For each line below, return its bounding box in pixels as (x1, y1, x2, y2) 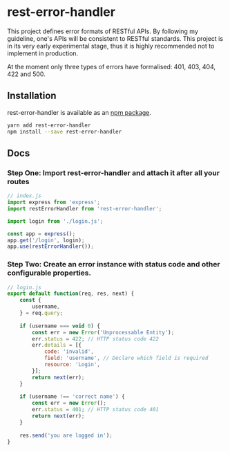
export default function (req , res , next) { (7, 290, 135, 298)
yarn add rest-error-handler (7, 122, 91, 129)
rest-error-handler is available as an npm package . (7, 108, 152, 116)
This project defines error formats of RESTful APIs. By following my (7, 27, 199, 35)
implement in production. (7, 49, 79, 57)
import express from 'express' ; (7, 199, 100, 206)
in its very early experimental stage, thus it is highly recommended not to (7, 42, 215, 50)
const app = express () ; (7, 230, 76, 237)
